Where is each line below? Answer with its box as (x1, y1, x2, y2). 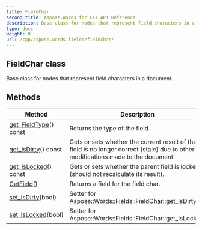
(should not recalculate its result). (69, 169, 165, 178)
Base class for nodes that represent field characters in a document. (6, 74, 173, 82)
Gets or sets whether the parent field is (69, 162, 179, 171)
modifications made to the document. (69, 153, 176, 161)
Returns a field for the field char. (69, 180, 161, 188)
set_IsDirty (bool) (9, 193, 57, 201)
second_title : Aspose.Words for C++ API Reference (6, 14, 136, 20)
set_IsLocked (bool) (9, 210, 64, 219)
